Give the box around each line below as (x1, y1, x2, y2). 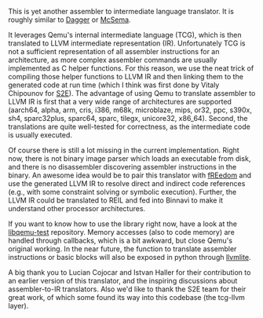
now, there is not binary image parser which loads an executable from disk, (8, 154, 251, 163)
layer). (8, 302, 29, 310)
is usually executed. (8, 130, 73, 140)
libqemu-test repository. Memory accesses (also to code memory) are (8, 228, 236, 236)
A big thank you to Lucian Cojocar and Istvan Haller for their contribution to (8, 268, 251, 277)
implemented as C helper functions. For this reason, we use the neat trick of (8, 64, 254, 73)
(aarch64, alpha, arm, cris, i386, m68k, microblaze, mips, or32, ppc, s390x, (8, 105, 253, 115)
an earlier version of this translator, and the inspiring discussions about (8, 276, 238, 285)
